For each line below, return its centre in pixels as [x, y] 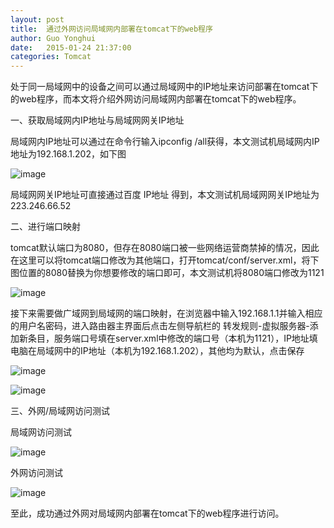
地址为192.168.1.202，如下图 [68, 154]
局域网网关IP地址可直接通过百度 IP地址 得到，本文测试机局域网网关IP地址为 [165, 195]
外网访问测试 [36, 473]
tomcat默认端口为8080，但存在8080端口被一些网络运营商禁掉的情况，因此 [165, 248]
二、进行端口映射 [45, 227]
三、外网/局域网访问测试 [60, 411]
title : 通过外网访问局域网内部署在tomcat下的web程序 [111, 29]
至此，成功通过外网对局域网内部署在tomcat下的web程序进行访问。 [147, 513]
